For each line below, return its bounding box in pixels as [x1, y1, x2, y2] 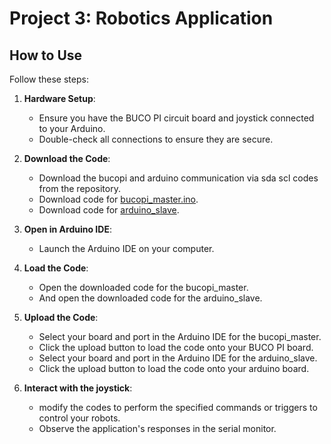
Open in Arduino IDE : [23, 223, 112, 235]
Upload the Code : [23, 312, 99, 323]
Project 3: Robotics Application [9, 7, 274, 30]
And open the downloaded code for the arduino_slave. [38, 292, 263, 304]
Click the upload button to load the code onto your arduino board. [38, 363, 310, 374]
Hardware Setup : [23, 93, 96, 104]
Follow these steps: [9, 73, 89, 85]
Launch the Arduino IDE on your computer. [38, 243, 215, 254]
